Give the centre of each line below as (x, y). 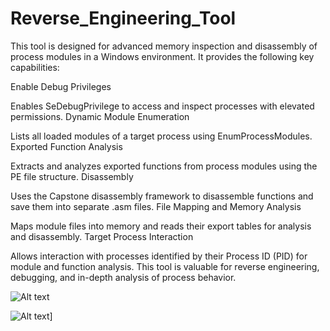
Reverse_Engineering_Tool (123, 18)
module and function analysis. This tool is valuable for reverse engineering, (165, 266)
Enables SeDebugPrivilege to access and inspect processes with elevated (162, 106)
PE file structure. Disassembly (72, 176)
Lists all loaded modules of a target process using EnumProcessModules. (161, 136)
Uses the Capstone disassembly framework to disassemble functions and (162, 196)
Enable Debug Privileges (61, 86)
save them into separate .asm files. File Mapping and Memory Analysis (156, 206)
